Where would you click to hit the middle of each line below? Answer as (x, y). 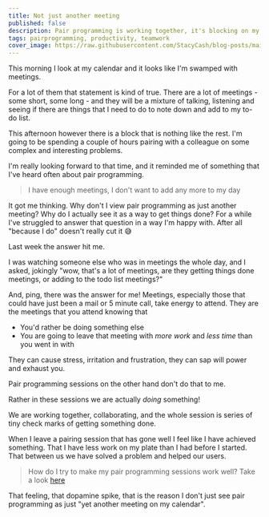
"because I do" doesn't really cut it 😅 (70, 231)
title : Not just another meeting (64, 16)
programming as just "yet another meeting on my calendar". (107, 504)
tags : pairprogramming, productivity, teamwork (89, 38)
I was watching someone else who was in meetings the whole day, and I (127, 262)
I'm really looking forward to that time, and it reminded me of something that (134, 166)
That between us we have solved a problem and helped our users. (117, 456)
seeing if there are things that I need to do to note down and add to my (125, 110)
